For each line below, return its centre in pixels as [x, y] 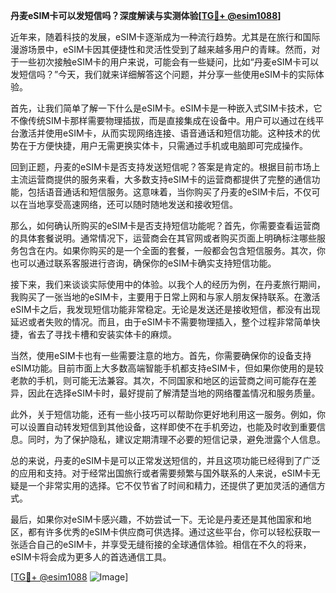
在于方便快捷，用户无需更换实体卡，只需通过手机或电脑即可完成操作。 [163, 145]
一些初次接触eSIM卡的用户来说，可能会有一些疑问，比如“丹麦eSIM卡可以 [169, 62]
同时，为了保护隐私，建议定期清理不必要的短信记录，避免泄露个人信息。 [176, 439]
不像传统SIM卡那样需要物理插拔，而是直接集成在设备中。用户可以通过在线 [163, 120]
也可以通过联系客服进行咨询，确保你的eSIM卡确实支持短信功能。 [143, 263]
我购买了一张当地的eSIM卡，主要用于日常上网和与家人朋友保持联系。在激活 [165, 297]
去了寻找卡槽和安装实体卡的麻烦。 [106, 334]
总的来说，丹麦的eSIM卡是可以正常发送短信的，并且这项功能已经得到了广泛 [165, 460]
